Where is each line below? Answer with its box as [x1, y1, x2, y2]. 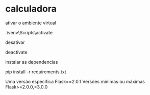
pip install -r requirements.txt [5, 69, 66, 75]
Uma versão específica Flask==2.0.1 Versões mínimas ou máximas [5, 78, 145, 84]
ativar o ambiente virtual [5, 20, 56, 26]
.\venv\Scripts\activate [5, 29, 53, 35]
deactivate [5, 49, 28, 55]
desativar [5, 39, 25, 45]
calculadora [5, 3, 57, 15]
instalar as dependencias [5, 59, 58, 65]
